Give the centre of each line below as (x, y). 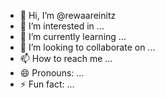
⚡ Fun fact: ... (47, 84)
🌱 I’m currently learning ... (73, 36)
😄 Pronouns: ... (52, 73)
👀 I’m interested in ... (62, 26)
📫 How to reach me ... (66, 58)
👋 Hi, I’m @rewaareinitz (68, 15)
